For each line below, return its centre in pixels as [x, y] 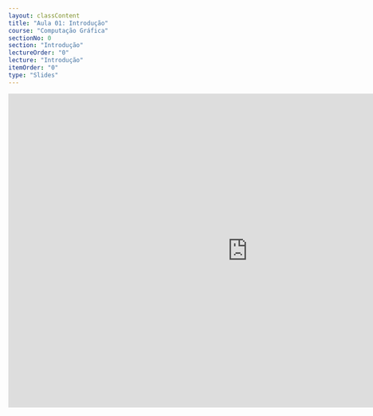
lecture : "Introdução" [46, 61]
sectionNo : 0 [30, 38]
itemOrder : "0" [33, 68]
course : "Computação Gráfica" [59, 30]
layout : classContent [44, 16]
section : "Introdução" [46, 46]
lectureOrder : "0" [39, 53]
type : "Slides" [33, 75]
